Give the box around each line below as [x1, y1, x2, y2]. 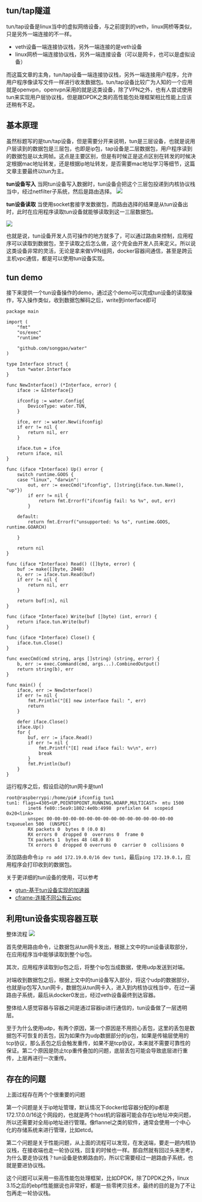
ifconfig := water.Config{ [17, 398, 85, 404]
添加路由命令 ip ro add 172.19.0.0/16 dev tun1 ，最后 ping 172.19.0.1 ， [6, 853, 186, 861]
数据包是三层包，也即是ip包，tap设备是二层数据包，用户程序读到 [32, 145, 193, 152]
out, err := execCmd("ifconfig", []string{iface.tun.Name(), [28, 482, 185, 488]
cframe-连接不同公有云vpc [14, 894, 82, 901]
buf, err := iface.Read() [28, 735, 93, 741]
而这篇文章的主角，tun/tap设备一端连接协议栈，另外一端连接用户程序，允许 [6, 71, 193, 78]
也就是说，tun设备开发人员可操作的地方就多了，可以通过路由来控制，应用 [6, 232, 188, 239]
